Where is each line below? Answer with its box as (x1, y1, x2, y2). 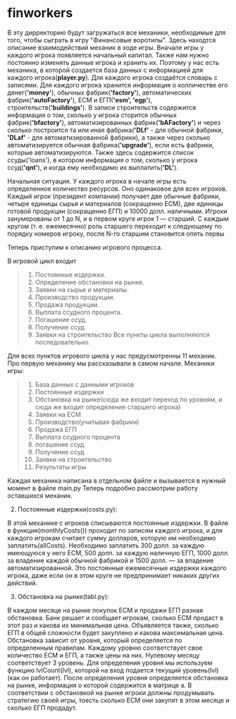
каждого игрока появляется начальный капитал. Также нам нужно (7, 51, 209, 59)
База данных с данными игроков (35, 380, 135, 389)
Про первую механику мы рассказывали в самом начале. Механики (7, 358, 215, 368)
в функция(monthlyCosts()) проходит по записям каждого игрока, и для (7, 526, 223, 534)
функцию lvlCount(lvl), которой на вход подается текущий (7, 665, 182, 675)
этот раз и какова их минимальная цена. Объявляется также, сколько (7, 621, 219, 629)
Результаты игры (35, 462, 87, 471)
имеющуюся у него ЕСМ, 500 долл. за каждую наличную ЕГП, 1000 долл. (7, 548, 230, 557)
